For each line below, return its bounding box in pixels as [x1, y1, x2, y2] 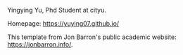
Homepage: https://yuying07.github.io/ [7, 19, 120, 27]
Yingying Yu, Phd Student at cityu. [7, 6, 107, 14]
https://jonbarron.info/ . [7, 40, 73, 48]
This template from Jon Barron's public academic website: [7, 33, 177, 41]
